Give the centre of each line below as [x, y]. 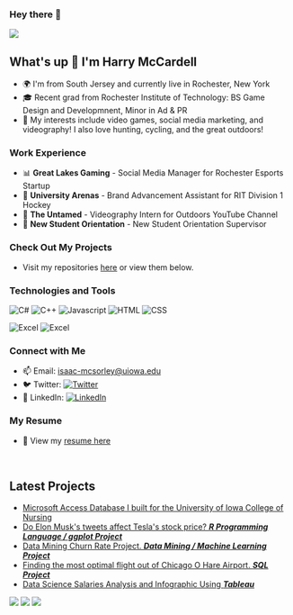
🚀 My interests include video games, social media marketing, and [142, 120]
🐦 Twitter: [42, 384]
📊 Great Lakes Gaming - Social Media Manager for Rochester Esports [153, 173]
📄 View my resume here [67, 440]
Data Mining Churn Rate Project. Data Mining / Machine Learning [144, 546]
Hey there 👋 [35, 14]
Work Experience [48, 153]
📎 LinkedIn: [43, 398]
